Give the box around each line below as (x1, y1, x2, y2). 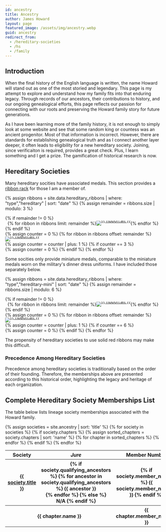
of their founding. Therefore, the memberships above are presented (5, 371, 143, 377)
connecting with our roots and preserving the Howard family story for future (5, 106, 160, 112)
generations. (5, 112, 31, 118)
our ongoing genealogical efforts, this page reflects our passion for (5, 101, 142, 107)
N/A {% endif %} (56, 498, 96, 505)
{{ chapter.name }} (37, 513, 82, 520)
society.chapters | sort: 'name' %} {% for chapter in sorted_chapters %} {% (5, 435, 160, 440)
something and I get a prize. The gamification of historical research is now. (5, 153, 157, 159)
